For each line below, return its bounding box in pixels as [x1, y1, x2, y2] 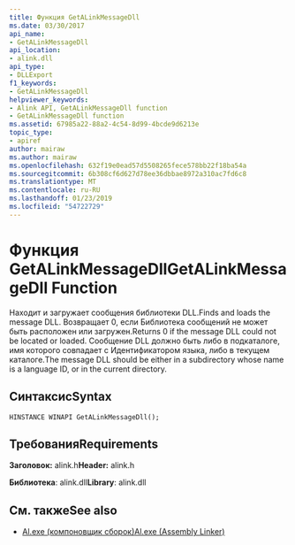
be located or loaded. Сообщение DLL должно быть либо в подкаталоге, [9, 335, 280, 346]
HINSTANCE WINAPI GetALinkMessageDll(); [9, 412, 161, 421]
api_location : [9, 46, 62, 55]
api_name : [9, 29, 46, 38]
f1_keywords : [9, 79, 57, 88]
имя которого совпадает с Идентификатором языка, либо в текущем [9, 344, 270, 355]
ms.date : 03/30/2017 [9, 21, 86, 30]
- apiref [9, 136, 42, 145]
